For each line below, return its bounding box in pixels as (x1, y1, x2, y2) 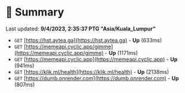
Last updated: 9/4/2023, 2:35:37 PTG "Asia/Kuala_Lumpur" (5, 25, 156, 32)
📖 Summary (5, 5, 64, 19)
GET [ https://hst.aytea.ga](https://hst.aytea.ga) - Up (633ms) (14, 36, 162, 44)
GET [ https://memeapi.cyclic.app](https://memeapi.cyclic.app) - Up (14, 55, 178, 63)
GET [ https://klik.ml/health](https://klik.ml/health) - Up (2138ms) (14, 68, 170, 75)
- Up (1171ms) (105, 49, 138, 56)
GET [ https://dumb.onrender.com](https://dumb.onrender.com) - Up (14, 75, 179, 82)
